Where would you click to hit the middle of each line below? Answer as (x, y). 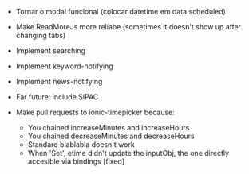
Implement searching (51, 50)
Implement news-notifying (59, 81)
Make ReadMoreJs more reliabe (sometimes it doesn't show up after (128, 27)
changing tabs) (41, 35)
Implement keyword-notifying (64, 66)
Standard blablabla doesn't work (81, 145)
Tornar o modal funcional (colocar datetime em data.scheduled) (121, 12)
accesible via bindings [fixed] (76, 161)
